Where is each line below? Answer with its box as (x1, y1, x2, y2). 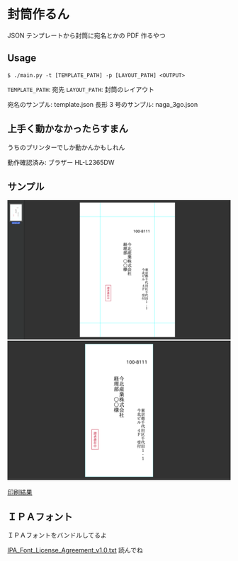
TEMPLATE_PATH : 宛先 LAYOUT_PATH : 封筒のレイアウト (7, 85, 154, 93)
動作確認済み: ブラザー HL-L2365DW (7, 158, 115, 166)
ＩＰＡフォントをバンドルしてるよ (7, 531, 108, 540)
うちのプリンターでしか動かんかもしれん (7, 143, 125, 151)
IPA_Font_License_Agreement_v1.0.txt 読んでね (7, 546, 143, 555)
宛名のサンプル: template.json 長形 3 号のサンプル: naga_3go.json (7, 100, 198, 108)
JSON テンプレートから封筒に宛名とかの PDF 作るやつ (7, 31, 166, 40)
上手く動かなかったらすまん (7, 123, 129, 135)
